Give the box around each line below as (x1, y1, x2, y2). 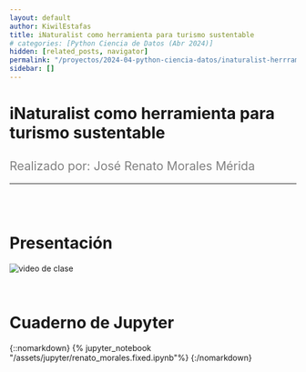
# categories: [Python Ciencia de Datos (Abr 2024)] (9, 38, 214, 48)
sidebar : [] (9, 65, 55, 74)
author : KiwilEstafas (9, 22, 92, 31)
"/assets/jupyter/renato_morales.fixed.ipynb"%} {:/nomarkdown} (9, 352, 252, 363)
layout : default (9, 13, 71, 23)
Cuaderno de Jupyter (9, 313, 175, 333)
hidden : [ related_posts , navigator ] (9, 47, 148, 56)
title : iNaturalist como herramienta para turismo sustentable (9, 30, 255, 39)
